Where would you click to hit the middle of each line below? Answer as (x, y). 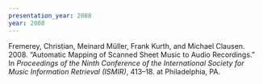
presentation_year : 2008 (50, 16)
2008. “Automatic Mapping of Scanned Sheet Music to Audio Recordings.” (132, 54)
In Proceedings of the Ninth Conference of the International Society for (126, 63)
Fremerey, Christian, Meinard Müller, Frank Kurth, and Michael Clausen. (127, 46)
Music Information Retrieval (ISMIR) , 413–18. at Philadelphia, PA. (114, 71)
